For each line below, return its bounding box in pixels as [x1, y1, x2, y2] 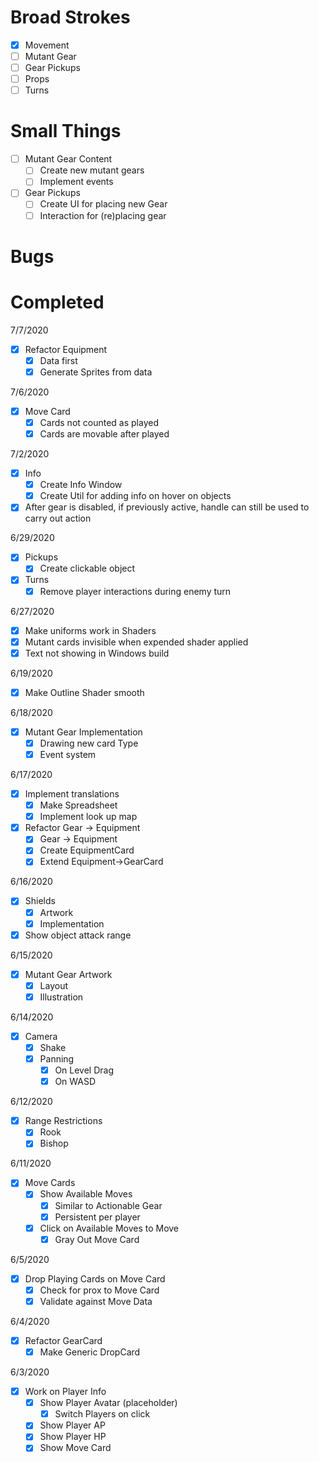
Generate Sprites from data [39, 366, 153, 378]
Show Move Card [39, 1442, 112, 1454]
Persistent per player [54, 1211, 141, 1223]
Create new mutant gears [39, 164, 145, 176]
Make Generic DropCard [39, 1346, 141, 1358]
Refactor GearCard [24, 1334, 103, 1346]
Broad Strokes [10, 6, 131, 29]
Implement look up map [39, 811, 138, 823]
